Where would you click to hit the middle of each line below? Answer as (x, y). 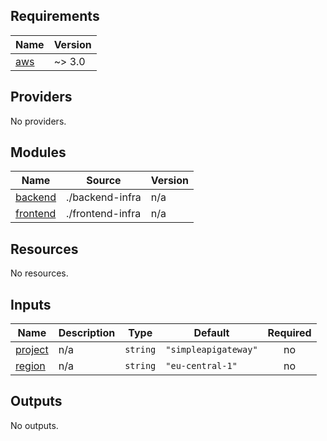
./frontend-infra (104, 214)
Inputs (31, 304)
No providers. (38, 121)
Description (87, 333)
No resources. (39, 273)
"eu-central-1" (201, 366)
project (32, 350)
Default (211, 333)
